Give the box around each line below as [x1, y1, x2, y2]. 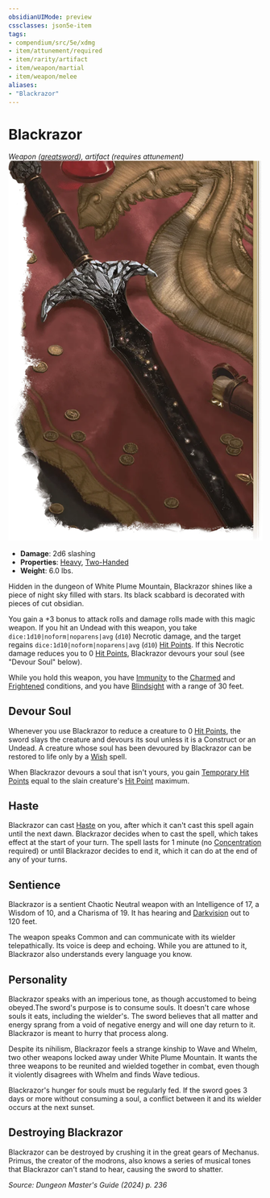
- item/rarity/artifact [8, 56, 89, 64]
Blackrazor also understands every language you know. [8, 950, 193, 959]
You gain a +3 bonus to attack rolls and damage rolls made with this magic [8, 614, 255, 624]
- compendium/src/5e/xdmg [8, 39, 95, 47]
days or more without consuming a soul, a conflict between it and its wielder [8, 1094, 262, 1104]
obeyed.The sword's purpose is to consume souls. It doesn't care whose [8, 1003, 250, 1013]
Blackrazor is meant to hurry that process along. [8, 1029, 169, 1038]
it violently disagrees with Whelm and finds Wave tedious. [8, 1070, 200, 1079]
